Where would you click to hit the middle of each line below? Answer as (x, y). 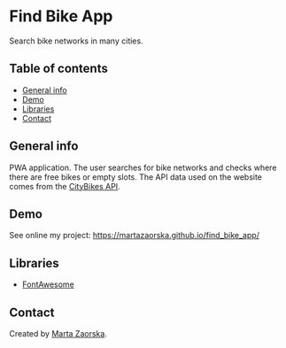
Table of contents (58, 69)
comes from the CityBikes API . (65, 186)
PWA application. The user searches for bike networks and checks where (143, 167)
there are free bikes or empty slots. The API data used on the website (136, 177)
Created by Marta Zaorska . (58, 333)
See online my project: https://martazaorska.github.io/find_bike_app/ (134, 236)
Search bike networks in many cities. (76, 41)
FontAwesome (48, 284)
